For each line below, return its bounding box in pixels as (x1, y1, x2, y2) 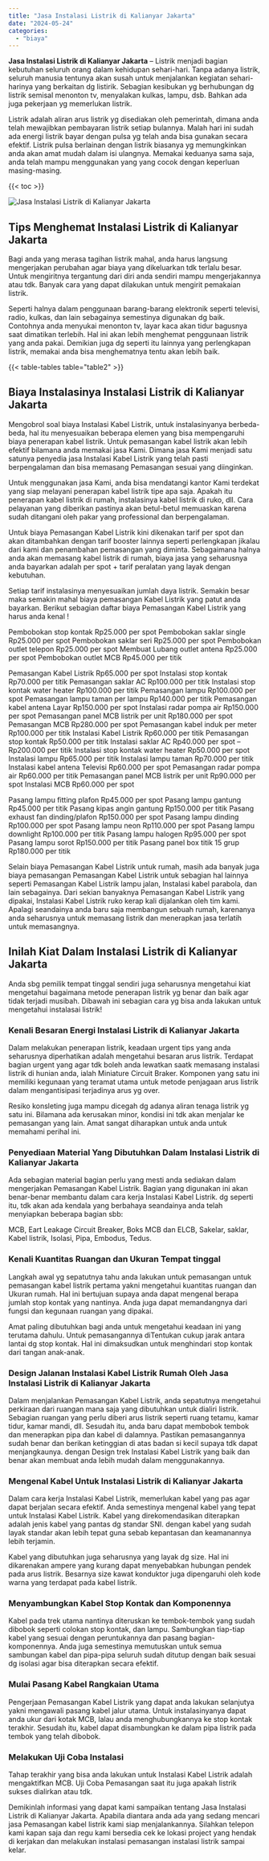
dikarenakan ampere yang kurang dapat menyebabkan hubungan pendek (8, 1561, 251, 1571)
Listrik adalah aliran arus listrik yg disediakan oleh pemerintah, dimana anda (8, 114, 259, 125)
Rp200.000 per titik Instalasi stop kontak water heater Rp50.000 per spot (8, 745, 251, 754)
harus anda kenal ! (8, 611, 70, 621)
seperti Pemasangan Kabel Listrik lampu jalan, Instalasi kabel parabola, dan (8, 878, 258, 889)
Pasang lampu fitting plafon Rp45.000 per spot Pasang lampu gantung (8, 795, 242, 804)
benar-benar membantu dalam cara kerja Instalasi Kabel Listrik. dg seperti (8, 1192, 254, 1202)
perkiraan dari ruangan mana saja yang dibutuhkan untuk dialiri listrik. (8, 1404, 239, 1414)
